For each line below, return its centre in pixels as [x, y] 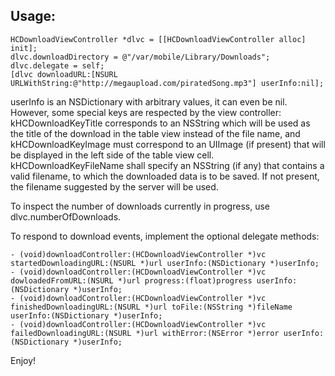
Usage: [33, 16]
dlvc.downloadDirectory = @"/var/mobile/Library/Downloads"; [140, 57]
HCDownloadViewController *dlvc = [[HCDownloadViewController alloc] [158, 39]
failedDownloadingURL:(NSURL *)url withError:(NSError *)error [145, 333]
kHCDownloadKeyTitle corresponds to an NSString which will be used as [160, 123]
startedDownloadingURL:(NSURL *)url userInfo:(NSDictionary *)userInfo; [165, 263]
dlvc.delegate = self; [57, 65]
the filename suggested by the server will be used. [114, 186]
